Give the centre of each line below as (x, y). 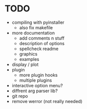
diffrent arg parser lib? (35, 91)
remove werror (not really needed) (47, 101)
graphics (28, 54)
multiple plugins (36, 80)
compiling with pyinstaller (38, 22)
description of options (42, 43)
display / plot (25, 64)
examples (29, 59)
